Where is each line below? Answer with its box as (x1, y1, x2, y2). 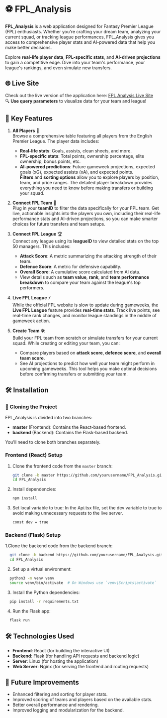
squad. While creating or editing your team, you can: (12, 340, 120, 346)
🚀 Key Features (5, 115, 53, 123)
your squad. (19, 190, 45, 196)
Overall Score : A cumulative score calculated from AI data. (19, 269, 141, 275)
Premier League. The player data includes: (12, 138, 99, 144)
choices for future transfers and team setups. (12, 221, 105, 227)
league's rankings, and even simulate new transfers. (5, 65, 112, 71)
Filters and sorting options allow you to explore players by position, (19, 174, 160, 180)
